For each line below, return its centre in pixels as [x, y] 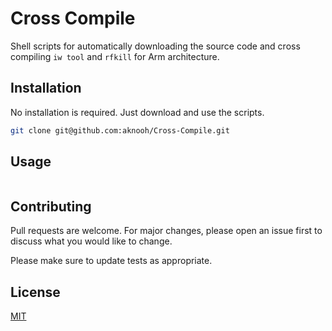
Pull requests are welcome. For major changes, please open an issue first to [166, 231]
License [35, 292]
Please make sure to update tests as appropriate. [111, 261]
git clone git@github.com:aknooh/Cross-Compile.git [120, 130]
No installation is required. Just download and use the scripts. [137, 112]
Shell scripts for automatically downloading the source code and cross [155, 46]
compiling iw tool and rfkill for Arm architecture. [115, 56]
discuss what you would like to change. [91, 241]
